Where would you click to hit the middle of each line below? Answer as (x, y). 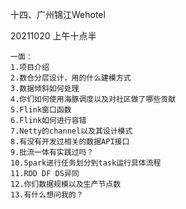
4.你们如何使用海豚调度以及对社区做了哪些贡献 (93, 99)
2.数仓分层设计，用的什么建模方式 (71, 78)
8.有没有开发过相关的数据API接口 (70, 142)
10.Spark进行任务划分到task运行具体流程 (86, 163)
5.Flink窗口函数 (41, 110)
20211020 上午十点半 (53, 36)
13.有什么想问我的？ (47, 195)
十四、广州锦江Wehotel (58, 14)
